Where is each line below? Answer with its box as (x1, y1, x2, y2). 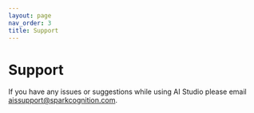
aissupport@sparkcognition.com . (8, 95, 118, 105)
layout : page (8, 11, 52, 20)
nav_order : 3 (8, 19, 52, 27)
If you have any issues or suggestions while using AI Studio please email (8, 87, 247, 96)
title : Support (8, 26, 59, 34)
